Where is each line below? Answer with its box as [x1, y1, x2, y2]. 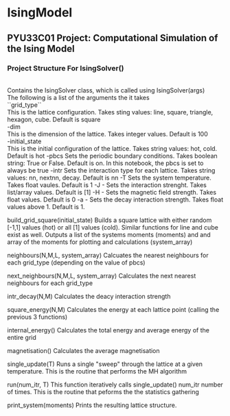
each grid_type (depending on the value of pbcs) [7, 258, 146, 267]
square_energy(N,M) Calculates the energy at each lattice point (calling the [7, 305, 220, 313]
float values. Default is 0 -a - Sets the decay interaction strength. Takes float [7, 195, 224, 204]
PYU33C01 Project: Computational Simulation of [7, 32, 218, 44]
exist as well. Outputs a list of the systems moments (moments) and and [7, 230, 211, 238]
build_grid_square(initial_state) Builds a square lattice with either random [7, 216, 212, 224]
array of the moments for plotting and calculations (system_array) [7, 238, 193, 246]
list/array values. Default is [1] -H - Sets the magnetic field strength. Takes [7, 188, 217, 196]
